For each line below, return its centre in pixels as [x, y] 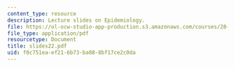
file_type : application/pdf [48, 33]
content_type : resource [42, 14]
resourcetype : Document [42, 40]
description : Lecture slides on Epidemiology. [76, 20]
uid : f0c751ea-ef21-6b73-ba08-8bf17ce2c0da [72, 53]
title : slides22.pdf [37, 46]
